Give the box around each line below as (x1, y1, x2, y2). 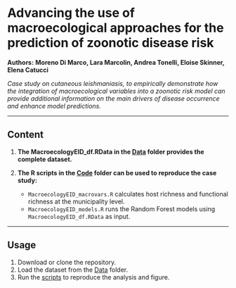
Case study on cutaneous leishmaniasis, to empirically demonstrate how (7, 79, 218, 87)
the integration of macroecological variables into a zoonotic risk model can (7, 87, 226, 95)
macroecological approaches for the (7, 20, 224, 36)
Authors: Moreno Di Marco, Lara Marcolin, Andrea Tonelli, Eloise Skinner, (7, 58, 225, 66)
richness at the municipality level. (27, 197, 125, 206)
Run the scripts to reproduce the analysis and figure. (17, 273, 170, 281)
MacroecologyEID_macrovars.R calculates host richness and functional (27, 189, 228, 198)
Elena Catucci (7, 65, 49, 74)
